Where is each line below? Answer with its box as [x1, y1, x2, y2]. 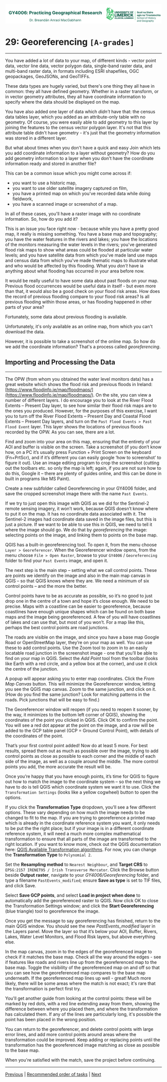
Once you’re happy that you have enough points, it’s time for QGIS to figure [5, 773, 159, 779]
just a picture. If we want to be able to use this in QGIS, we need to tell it [5, 521, 153, 527]
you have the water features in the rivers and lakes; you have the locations [5, 236, 158, 242]
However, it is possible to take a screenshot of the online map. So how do [5, 338, 156, 344]
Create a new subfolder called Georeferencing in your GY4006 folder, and [5, 485, 157, 491]
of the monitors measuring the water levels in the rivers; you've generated [5, 241, 157, 248]
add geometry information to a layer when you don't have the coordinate [5, 155, 154, 161]
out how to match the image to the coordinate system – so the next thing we [5, 779, 161, 785]
